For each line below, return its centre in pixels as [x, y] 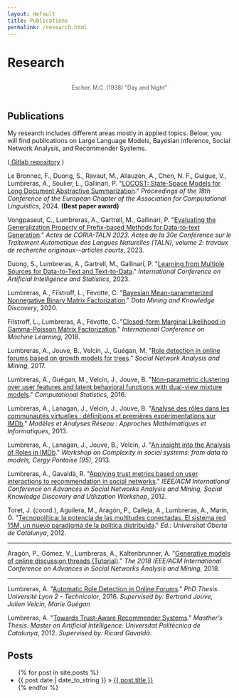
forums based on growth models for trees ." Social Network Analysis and [113, 358]
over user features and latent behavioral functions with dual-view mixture [115, 387]
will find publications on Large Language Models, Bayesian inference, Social [119, 141]
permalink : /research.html [47, 27]
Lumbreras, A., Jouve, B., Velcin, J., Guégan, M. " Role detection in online [114, 351]
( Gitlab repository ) [36, 162]
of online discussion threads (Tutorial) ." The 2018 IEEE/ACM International [115, 561]
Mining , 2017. [27, 366]
